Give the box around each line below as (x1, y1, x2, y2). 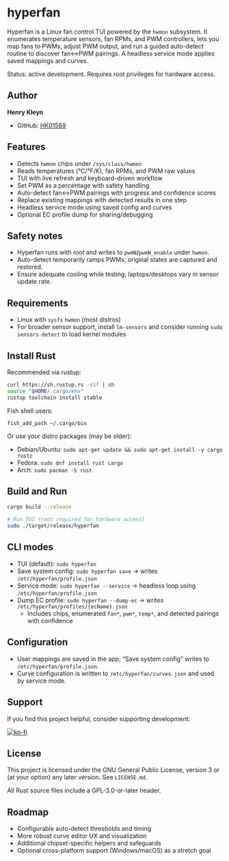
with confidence (27, 616, 73, 624)
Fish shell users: (7, 407, 53, 415)
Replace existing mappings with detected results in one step (16, 195, 187, 204)
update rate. (16, 278, 52, 286)
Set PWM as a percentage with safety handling (16, 181, 150, 189)
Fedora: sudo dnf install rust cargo (16, 458, 124, 467)
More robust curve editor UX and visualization (16, 832, 147, 840)
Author (7, 90, 38, 101)
